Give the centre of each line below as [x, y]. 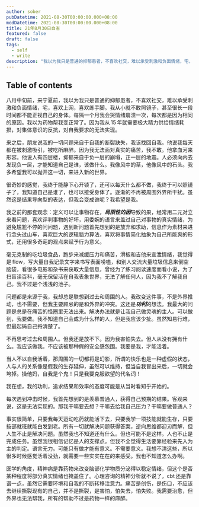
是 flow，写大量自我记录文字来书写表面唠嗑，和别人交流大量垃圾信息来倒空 [97, 262]
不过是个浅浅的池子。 [48, 284]
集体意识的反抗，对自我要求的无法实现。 [71, 130]
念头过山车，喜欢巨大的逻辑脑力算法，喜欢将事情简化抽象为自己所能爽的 [99, 234]
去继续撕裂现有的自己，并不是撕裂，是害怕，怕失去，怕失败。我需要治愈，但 [99, 491]
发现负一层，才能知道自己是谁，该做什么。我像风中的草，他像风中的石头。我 [99, 165]
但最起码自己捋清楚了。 [35, 326]
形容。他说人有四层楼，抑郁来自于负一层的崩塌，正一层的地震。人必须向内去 [99, 157]
